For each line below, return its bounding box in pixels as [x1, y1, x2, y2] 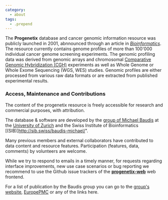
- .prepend [10, 21, 33, 27]
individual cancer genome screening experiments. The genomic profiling [5, 51, 155, 57]
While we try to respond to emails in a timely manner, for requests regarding [5, 158, 162, 164]
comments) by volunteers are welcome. [5, 148, 87, 154]
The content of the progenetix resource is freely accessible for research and [5, 102, 163, 108]
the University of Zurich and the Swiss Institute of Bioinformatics [5, 122, 139, 128]
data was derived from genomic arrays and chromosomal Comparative [5, 56, 151, 63]
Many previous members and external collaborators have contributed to [5, 137, 154, 143]
